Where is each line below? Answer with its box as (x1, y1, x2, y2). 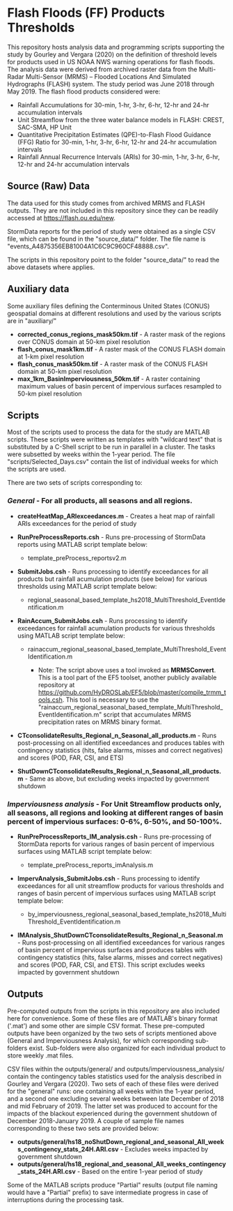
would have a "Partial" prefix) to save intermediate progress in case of (7, 1188, 209, 1196)
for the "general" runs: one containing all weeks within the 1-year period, (7, 1087, 216, 1095)
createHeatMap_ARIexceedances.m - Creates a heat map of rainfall (17, 511, 216, 520)
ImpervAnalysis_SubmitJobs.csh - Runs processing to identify (17, 874, 200, 882)
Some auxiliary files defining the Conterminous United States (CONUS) (7, 301, 210, 310)
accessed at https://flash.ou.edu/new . (7, 213, 116, 222)
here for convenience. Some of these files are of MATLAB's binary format (7, 1014, 218, 1023)
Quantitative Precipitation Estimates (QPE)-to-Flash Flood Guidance (17, 130, 211, 139)
